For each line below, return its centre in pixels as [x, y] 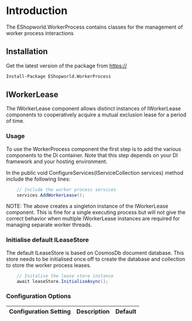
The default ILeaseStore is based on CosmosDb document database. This [95, 253]
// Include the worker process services [66, 189]
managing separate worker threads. [49, 225]
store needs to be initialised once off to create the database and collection [96, 259]
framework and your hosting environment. [57, 161]
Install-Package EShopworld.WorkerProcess [59, 76]
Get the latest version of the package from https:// [66, 65]
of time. [15, 121]
